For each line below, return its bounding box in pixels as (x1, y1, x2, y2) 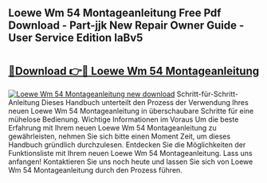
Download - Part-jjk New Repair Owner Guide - (8, 19, 245, 33)
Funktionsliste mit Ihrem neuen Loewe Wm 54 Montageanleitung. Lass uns (8, 149, 253, 158)
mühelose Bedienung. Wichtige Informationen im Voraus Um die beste (8, 115, 239, 124)
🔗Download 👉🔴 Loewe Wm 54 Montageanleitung (8, 64, 260, 78)
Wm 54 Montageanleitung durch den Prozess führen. (8, 165, 183, 174)
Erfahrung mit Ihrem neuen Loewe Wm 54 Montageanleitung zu (8, 123, 217, 132)
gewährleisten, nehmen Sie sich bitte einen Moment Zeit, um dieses (8, 131, 231, 141)
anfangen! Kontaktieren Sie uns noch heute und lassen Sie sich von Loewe (8, 157, 253, 166)
